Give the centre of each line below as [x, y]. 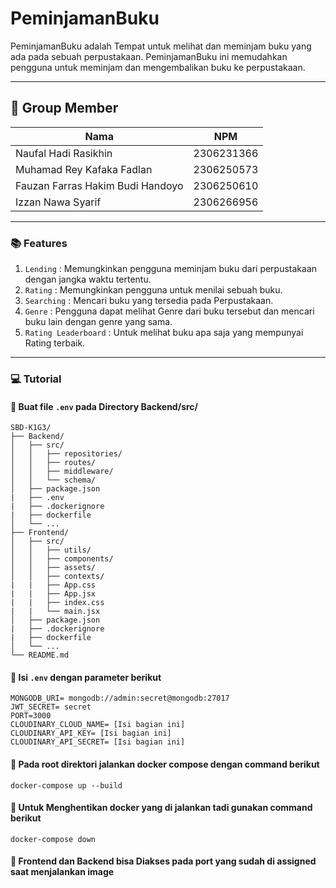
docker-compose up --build [66, 785]
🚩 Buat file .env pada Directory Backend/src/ [104, 406]
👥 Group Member [64, 108]
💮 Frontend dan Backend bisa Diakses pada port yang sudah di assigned [163, 861]
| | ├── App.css [53, 585]
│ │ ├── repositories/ [66, 454]
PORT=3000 [31, 716]
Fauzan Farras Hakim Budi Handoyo [99, 185]
